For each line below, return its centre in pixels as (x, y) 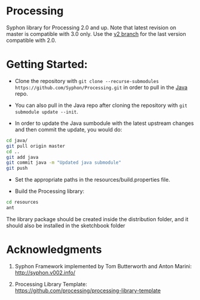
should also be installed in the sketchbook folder (66, 225)
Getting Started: (47, 65)
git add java (22, 157)
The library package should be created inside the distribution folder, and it (97, 219)
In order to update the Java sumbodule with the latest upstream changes (104, 123)
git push (17, 169)
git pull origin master (36, 146)
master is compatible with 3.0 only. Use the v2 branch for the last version (96, 33)
